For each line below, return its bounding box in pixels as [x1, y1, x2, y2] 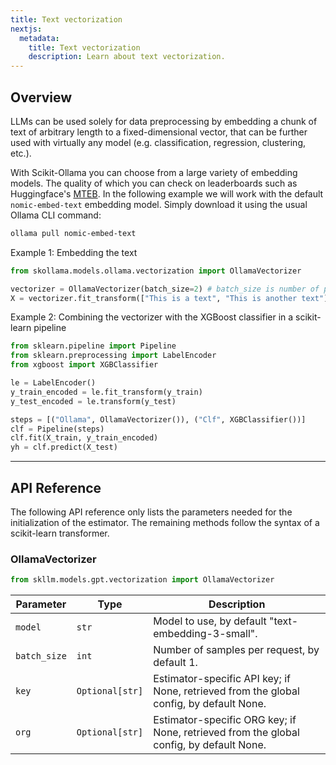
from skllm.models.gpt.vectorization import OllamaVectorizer [10, 575, 275, 585]
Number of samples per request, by [153, 643, 320, 657]
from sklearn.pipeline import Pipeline [10, 341, 177, 351]
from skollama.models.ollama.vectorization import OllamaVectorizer [10, 266, 302, 276]
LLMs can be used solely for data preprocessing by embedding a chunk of [10, 115, 318, 127]
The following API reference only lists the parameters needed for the [10, 506, 293, 518]
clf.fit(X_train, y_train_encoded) [10, 433, 159, 443]
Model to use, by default [153, 614, 267, 628]
